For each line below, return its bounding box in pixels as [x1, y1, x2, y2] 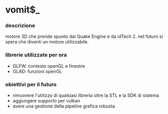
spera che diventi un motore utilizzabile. [5, 39, 89, 45]
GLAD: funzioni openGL [12, 68, 62, 74]
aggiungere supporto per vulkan [12, 98, 80, 104]
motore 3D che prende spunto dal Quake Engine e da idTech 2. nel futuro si [5, 33, 163, 39]
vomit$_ [5, 4, 40, 16]
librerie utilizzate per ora [5, 51, 67, 59]
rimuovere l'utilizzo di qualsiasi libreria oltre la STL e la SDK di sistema [12, 92, 159, 98]
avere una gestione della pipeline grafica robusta [12, 103, 115, 109]
